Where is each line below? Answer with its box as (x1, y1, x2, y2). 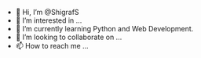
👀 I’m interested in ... (15, 16, 82, 25)
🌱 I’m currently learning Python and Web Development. (15, 24, 194, 33)
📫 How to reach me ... (15, 42, 89, 50)
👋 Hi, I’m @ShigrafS (15, 8, 80, 16)
